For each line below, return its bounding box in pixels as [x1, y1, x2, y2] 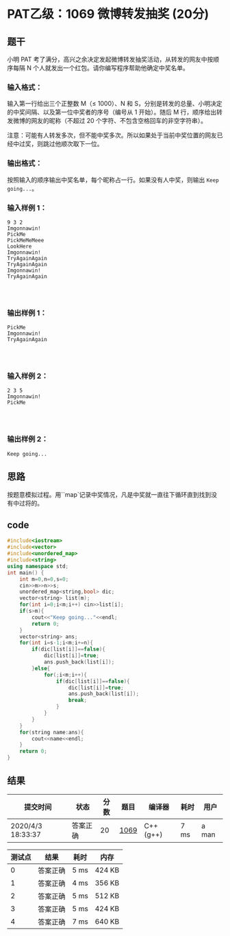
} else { [31, 665, 51, 672]
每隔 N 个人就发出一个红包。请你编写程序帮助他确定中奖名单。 [12, 64, 190, 72]
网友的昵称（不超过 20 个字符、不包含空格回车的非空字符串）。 [30, 117, 207, 125]
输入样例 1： [7, 203, 47, 213]
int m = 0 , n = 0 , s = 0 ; [19, 576, 69, 583]
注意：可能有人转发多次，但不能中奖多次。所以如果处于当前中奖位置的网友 [7, 131, 217, 139]
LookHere [7, 243, 32, 250]
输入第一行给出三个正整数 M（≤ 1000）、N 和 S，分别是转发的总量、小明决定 [7, 100, 222, 108]
